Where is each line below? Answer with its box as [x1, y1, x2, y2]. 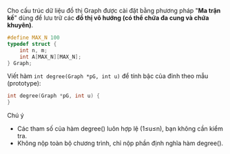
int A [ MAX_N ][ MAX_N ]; [19, 53, 81, 60]
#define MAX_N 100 [7, 34, 60, 41]
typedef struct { [7, 40, 57, 47]
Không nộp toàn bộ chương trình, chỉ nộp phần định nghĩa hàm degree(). [17, 139, 224, 147]
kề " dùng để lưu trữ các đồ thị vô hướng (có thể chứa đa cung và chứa [7, 14, 209, 22]
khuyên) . [7, 21, 34, 29]
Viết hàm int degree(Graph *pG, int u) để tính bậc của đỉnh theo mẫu [7, 72, 209, 80]
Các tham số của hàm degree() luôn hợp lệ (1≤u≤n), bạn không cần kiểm [17, 125, 224, 133]
